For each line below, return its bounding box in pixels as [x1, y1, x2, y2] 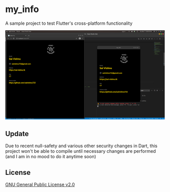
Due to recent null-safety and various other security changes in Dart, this [5, 143, 158, 149]
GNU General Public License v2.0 [5, 181, 75, 187]
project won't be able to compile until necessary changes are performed [5, 148, 156, 154]
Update [5, 130, 29, 138]
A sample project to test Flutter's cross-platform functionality [5, 20, 133, 26]
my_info [5, 4, 39, 15]
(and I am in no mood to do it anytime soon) [5, 154, 96, 160]
